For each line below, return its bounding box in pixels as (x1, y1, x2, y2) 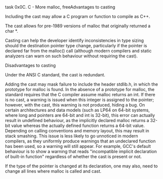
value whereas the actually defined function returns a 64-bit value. (11, 123, 145, 128)
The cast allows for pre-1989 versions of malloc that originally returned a (5, 23, 151, 29)
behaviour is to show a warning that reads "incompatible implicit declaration (5, 148, 157, 154)
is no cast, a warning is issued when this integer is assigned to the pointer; (5, 97, 154, 103)
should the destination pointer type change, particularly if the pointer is (5, 43, 147, 48)
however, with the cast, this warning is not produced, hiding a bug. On (5, 102, 146, 107)
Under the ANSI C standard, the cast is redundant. (5, 72, 106, 77)
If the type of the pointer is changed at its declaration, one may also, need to (5, 163, 158, 169)
